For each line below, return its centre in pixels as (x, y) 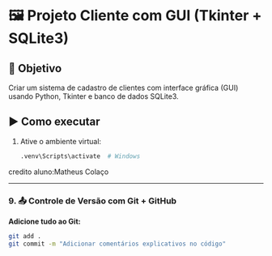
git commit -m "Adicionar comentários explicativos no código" (117, 244)
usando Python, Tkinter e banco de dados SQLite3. (94, 96)
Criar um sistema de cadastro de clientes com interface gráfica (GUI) (123, 87)
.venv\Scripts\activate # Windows (80, 156)
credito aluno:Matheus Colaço (59, 172)
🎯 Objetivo (35, 68)
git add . (25, 236)
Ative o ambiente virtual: (61, 141)
